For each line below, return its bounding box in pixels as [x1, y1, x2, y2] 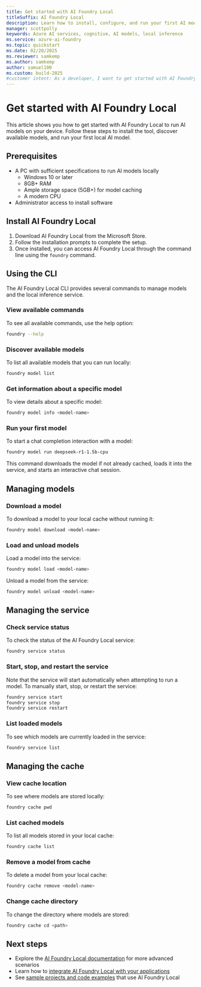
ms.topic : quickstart [6, 43, 60, 49]
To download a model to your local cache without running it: [6, 515, 154, 522]
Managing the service [6, 605, 90, 616]
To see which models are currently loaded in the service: [6, 733, 147, 740]
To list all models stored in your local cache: [6, 832, 115, 839]
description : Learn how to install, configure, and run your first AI [6, 20, 186, 26]
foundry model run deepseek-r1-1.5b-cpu [6, 449, 109, 455]
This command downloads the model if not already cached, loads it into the [6, 460, 193, 467]
